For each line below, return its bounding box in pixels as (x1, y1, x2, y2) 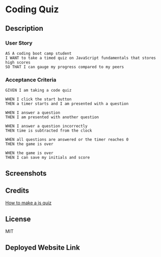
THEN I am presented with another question (5, 115, 99, 120)
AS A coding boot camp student (5, 51, 72, 56)
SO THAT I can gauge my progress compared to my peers (5, 64, 124, 70)
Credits (5, 186, 30, 195)
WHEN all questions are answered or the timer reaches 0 (5, 137, 129, 142)
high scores (5, 60, 31, 65)
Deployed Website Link (5, 243, 80, 252)
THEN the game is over (5, 142, 53, 147)
